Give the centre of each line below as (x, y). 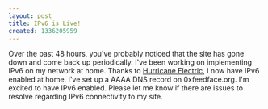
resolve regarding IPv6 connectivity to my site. (86, 97)
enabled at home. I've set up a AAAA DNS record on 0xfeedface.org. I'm (129, 80)
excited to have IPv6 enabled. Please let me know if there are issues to (126, 88)
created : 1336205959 (43, 31)
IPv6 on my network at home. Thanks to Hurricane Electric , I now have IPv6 (134, 71)
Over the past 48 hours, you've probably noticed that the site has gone (126, 54)
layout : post (30, 16)
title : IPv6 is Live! (45, 23)
